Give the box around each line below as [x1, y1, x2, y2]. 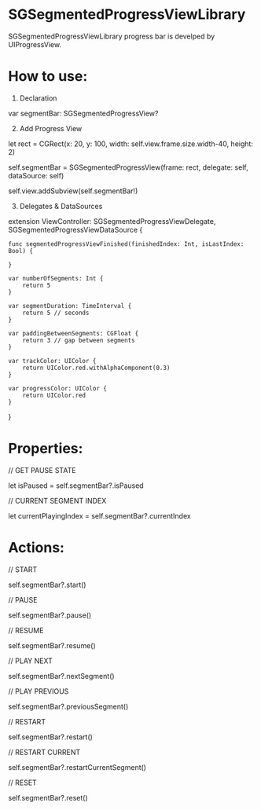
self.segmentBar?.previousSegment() [8, 702, 129, 711]
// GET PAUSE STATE [8, 465, 76, 475]
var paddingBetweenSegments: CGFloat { [8, 329, 139, 337]
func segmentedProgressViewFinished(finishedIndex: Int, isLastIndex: [8, 240, 244, 248]
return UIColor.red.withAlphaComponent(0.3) [22, 364, 171, 372]
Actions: [8, 539, 65, 556]
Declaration [19, 93, 57, 103]
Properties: [8, 440, 83, 457]
